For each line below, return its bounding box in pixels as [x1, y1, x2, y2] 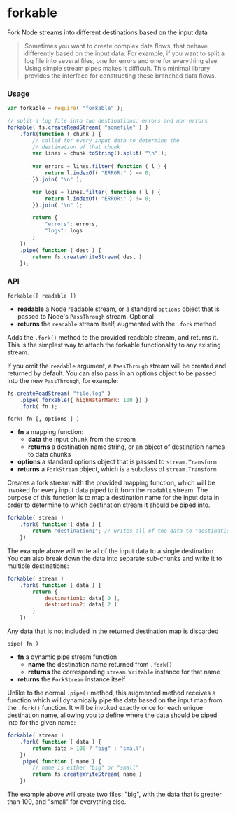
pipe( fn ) [7, 641, 39, 648]
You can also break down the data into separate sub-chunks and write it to [7, 554, 222, 562]
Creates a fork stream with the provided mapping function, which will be [7, 478, 215, 487]
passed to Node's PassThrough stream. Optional [17, 312, 154, 320]
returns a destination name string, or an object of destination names [27, 443, 225, 451]
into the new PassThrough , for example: [7, 376, 119, 384]
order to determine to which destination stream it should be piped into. [7, 501, 211, 509]
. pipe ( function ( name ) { [20, 758, 101, 765]
